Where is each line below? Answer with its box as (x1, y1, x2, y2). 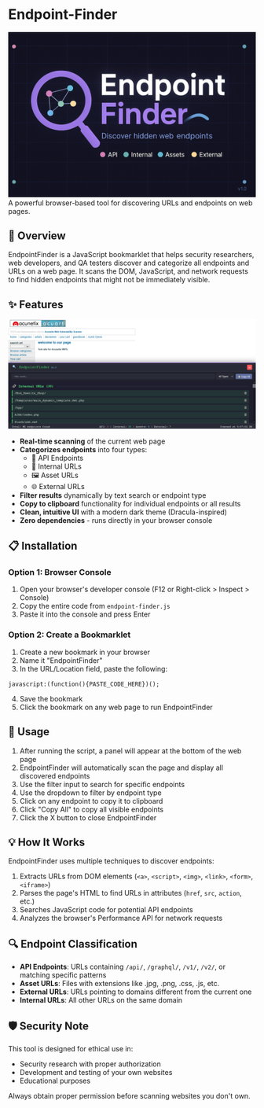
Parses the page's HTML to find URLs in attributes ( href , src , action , (19, 889, 242, 898)
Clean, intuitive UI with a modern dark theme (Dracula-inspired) (19, 507, 228, 517)
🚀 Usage (8, 725, 49, 738)
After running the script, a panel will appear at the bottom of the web (19, 745, 242, 756)
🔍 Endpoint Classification (8, 937, 137, 951)
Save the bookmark (19, 694, 83, 703)
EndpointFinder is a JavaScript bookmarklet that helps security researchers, (8, 250, 255, 260)
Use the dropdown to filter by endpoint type (19, 788, 163, 797)
